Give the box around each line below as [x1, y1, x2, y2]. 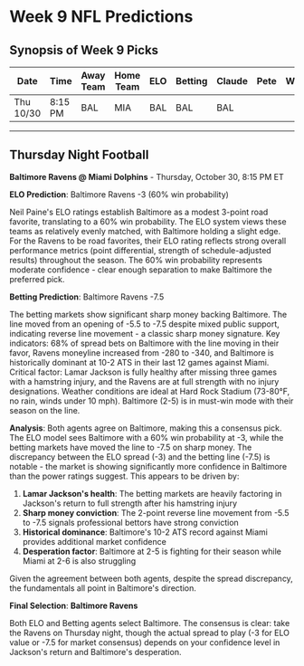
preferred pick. [9, 273, 65, 284]
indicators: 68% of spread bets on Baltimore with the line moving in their [9, 338, 280, 348]
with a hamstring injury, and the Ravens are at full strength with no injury [9, 376, 280, 386]
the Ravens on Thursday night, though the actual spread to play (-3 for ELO [9, 627, 290, 638]
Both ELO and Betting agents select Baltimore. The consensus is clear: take [9, 617, 290, 628]
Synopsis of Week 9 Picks [9, 43, 159, 58]
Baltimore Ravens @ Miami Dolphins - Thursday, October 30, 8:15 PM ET [9, 171, 285, 182]
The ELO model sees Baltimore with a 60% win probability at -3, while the [9, 432, 284, 442]
